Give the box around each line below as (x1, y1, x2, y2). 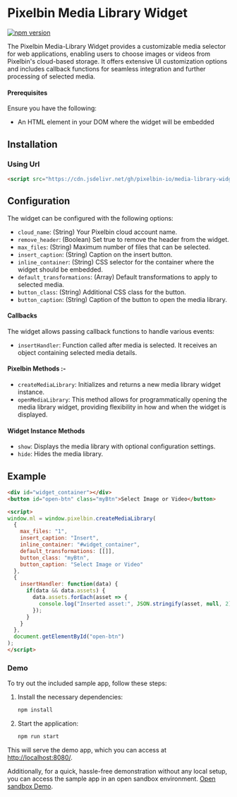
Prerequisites (7, 88, 48, 97)
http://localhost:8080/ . (7, 753, 73, 762)
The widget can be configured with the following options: (7, 214, 174, 222)
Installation (7, 138, 58, 150)
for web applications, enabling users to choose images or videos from (7, 50, 211, 58)
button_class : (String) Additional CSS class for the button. (17, 288, 187, 296)
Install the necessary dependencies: (17, 693, 123, 702)
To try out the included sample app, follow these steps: (7, 679, 167, 687)
